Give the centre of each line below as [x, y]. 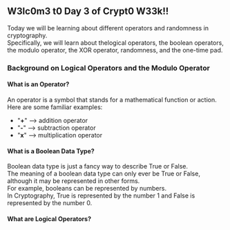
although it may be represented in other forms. [74, 181]
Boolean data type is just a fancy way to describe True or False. [98, 166]
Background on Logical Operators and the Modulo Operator [109, 68]
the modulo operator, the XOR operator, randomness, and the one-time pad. [115, 50]
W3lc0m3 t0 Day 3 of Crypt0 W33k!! [88, 11]
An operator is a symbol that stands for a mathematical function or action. [112, 99]
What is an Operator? [38, 84]
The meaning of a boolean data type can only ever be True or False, [104, 174]
